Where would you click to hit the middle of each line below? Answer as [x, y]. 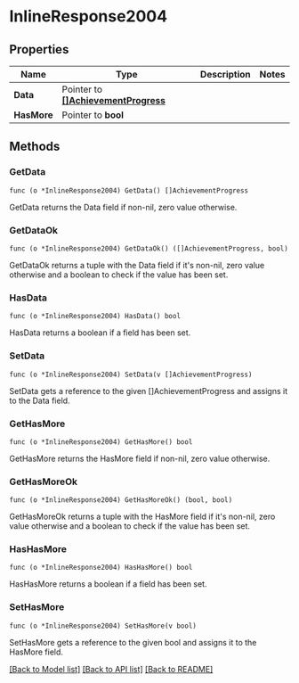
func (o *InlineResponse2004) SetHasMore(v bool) [103, 626]
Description [225, 74]
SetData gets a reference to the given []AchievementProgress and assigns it [149, 391]
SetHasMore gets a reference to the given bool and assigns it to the [133, 642]
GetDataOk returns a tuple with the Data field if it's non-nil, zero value [137, 265]
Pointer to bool [93, 115]
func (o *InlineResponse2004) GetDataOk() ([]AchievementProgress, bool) [149, 248]
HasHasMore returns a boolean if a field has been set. [108, 584]
